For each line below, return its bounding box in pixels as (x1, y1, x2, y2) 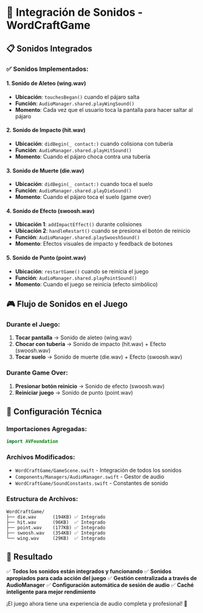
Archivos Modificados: (6, 452, 75, 461)
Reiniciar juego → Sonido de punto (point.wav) (15, 389, 134, 396)
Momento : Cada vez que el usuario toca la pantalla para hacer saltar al (15, 106, 193, 113)
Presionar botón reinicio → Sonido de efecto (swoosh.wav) (15, 383, 165, 390)
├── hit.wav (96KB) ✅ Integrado (6, 519, 106, 525)
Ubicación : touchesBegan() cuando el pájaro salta (15, 93, 140, 100)
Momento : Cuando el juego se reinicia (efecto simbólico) (15, 280, 158, 288)
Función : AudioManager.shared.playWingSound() (15, 100, 135, 107)
